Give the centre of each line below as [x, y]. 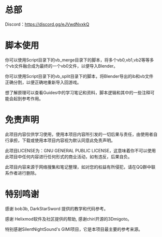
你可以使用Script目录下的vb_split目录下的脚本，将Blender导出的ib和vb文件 [79, 76]
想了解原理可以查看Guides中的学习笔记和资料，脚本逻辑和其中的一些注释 [78, 92]
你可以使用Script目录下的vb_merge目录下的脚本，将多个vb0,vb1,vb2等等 [77, 60]
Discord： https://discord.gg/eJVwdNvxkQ [47, 24]
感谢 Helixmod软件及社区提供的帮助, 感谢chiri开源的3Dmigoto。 [68, 219]
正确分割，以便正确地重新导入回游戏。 [43, 82]
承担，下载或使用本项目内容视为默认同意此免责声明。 [62, 140]
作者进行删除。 [24, 173]
